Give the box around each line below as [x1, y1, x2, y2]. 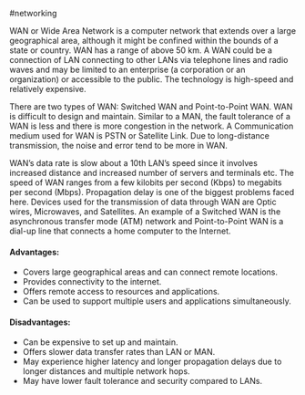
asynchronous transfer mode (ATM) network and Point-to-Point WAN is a [9, 216, 284, 226]
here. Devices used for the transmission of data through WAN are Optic [9, 196, 277, 207]
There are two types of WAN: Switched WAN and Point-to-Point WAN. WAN [9, 101, 293, 112]
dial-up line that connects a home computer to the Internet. [9, 225, 231, 236]
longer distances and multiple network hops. [22, 366, 190, 377]
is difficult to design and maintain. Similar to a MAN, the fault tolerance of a [9, 111, 291, 121]
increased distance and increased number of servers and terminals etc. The [9, 168, 294, 178]
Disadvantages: [9, 317, 71, 327]
